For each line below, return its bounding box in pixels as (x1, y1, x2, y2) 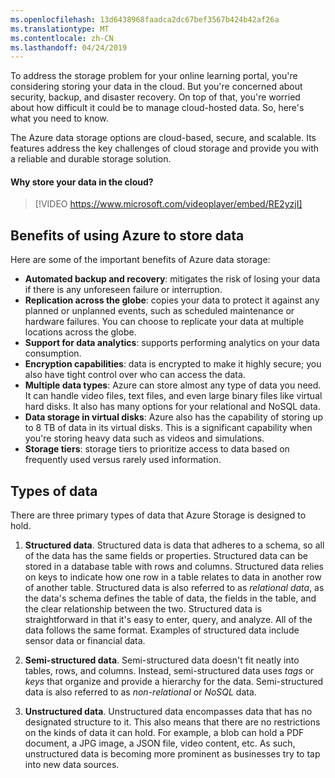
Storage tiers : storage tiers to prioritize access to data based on (24, 443, 290, 455)
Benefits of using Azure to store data (10, 227, 245, 244)
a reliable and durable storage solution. (10, 153, 172, 165)
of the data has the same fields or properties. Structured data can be (24, 550, 309, 562)
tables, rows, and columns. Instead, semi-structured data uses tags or (24, 665, 315, 677)
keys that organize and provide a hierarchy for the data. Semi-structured (24, 676, 324, 688)
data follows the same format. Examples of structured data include (24, 624, 300, 636)
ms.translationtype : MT (10, 24, 110, 34)
